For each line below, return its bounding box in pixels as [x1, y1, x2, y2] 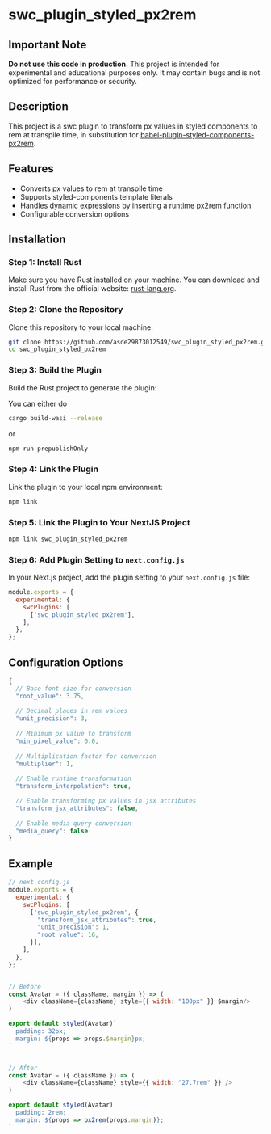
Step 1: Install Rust [8, 256, 82, 268]
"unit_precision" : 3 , [15, 715, 89, 723]
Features [8, 162, 54, 175]
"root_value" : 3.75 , [15, 692, 85, 700]
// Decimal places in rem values [15, 707, 128, 715]
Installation [8, 233, 66, 247]
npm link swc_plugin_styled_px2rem [8, 535, 128, 543]
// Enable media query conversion [15, 819, 131, 828]
